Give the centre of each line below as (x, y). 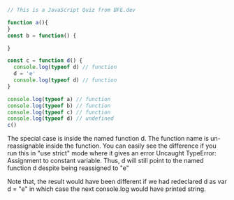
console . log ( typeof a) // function (59, 99)
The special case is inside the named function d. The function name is (108, 139)
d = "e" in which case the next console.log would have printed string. (107, 189)
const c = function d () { (45, 61)
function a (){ (28, 22)
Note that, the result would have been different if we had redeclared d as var (117, 182)
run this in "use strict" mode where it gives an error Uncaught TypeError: (112, 153)
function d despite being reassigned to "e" (68, 168)
